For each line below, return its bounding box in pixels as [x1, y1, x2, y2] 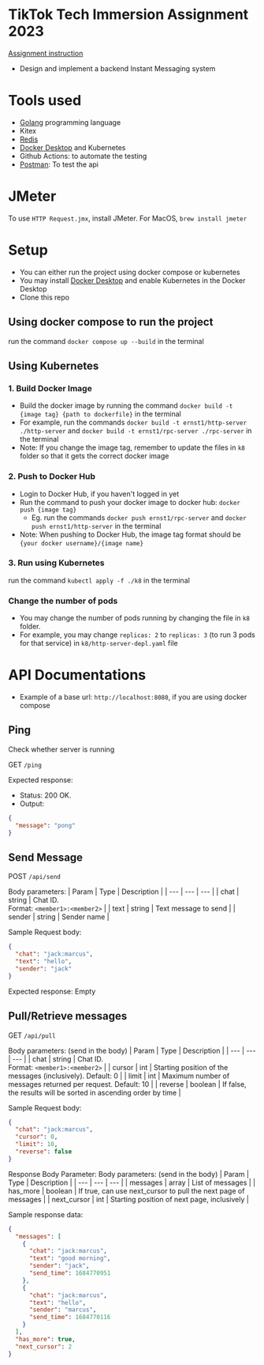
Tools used [8, 92, 82, 110]
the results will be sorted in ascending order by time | [8, 1088, 181, 1097]
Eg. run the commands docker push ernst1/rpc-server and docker [31, 512, 247, 522]
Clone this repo [19, 292, 69, 302]
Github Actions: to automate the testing [19, 151, 147, 160]
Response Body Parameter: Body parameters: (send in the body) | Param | [8, 1169, 250, 1178]
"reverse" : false [15, 1148, 73, 1156]
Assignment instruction [8, 48, 84, 58]
